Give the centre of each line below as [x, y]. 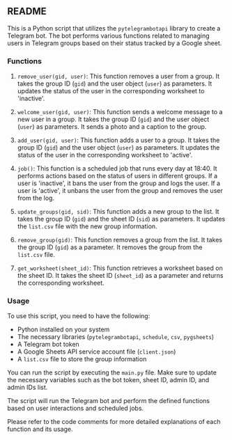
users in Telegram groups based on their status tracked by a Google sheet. [115, 43]
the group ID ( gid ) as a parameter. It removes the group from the [110, 247]
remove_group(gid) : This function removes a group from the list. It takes [120, 240]
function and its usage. [40, 429]
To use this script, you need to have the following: [79, 316]
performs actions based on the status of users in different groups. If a [117, 176]
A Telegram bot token [48, 345]
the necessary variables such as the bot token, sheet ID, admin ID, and [108, 380]
